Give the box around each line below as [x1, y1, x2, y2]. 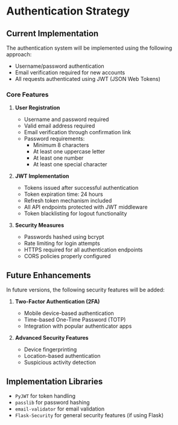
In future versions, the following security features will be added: [6, 286, 165, 294]
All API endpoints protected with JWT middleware [24, 204, 148, 211]
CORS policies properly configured [24, 253, 111, 260]
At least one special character [33, 161, 107, 168]
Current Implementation [6, 28, 99, 39]
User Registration [14, 104, 60, 111]
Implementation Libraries [6, 376, 103, 386]
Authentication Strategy [6, 4, 130, 18]
